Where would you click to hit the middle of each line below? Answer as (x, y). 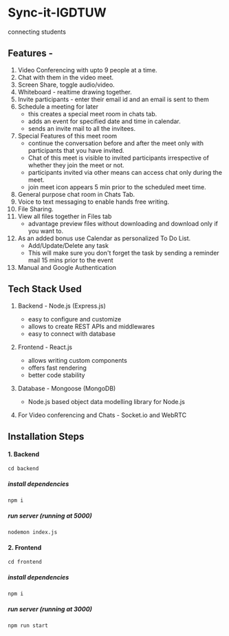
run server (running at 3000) (50, 609)
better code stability (56, 375)
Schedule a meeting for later (58, 106)
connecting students (37, 32)
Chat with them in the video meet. (66, 77)
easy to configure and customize (75, 319)
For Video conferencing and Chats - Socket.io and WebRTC (102, 415)
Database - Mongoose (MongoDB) (67, 388)
